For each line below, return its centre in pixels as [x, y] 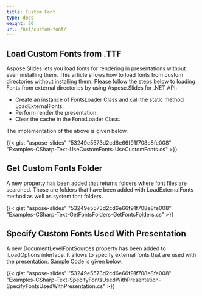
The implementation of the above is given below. [67, 131]
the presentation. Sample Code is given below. [64, 261]
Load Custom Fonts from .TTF [64, 53]
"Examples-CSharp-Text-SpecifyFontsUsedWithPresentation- [84, 280]
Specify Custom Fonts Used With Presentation [96, 233]
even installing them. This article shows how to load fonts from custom [95, 75]
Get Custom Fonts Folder [54, 168]
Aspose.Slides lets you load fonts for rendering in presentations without [96, 68]
